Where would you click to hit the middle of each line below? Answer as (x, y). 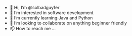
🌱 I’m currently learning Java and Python (51, 18)
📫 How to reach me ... (33, 28)
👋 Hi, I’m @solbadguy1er (35, 8)
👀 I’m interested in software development (52, 13)
